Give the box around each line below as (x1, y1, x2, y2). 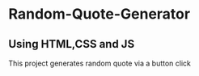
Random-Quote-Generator (8, 5, 191, 23)
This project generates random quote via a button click (8, 58, 192, 68)
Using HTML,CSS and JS (8, 37, 135, 51)
